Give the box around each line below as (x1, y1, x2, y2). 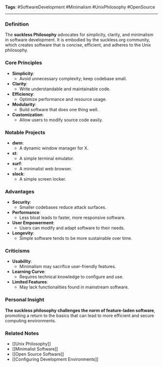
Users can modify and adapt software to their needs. (19, 225, 125, 231)
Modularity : (12, 101, 36, 107)
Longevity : (12, 230, 35, 236)
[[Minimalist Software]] (12, 346, 58, 352)
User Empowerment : (12, 220, 55, 226)
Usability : (12, 258, 33, 264)
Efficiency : (12, 91, 35, 97)
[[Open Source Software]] (12, 351, 64, 357)
